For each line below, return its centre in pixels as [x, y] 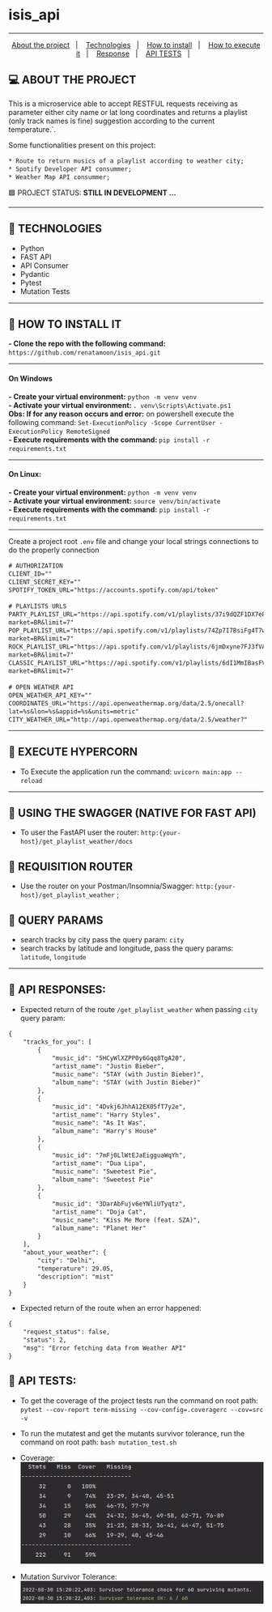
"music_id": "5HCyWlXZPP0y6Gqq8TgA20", [119, 1058]
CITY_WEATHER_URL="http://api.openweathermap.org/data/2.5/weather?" [128, 719]
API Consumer [44, 266]
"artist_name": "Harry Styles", [106, 1115]
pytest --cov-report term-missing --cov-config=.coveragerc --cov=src [142, 1410]
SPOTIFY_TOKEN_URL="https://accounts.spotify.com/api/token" [114, 590]
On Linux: [25, 474]
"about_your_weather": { [65, 1253]
